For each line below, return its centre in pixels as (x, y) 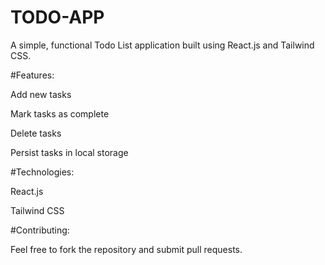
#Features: (32, 75)
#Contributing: (40, 230)
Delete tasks (36, 133)
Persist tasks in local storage (69, 152)
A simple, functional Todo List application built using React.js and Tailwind (162, 45)
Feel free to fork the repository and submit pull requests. (126, 249)
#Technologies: (42, 172)
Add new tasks (41, 94)
